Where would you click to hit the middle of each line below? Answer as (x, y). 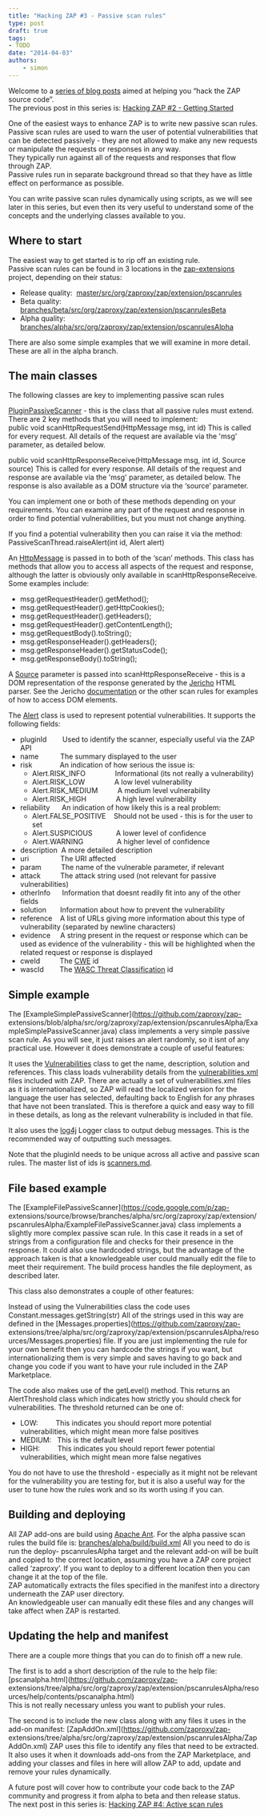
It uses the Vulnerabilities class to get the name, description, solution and (129, 1064)
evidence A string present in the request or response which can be (134, 936)
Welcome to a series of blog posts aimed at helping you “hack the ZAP (124, 91)
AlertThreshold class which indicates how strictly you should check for (125, 1399)
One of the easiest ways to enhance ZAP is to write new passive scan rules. (133, 123)
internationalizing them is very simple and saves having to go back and (125, 1358)
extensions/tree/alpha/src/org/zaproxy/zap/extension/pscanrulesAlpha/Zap (133, 1738)
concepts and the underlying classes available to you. (97, 215)
